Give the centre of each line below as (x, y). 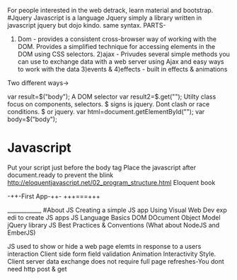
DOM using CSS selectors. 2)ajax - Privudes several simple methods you (123, 54)
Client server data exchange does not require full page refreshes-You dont (116, 261)
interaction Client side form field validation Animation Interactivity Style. (112, 254)
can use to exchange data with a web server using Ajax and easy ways (121, 62)
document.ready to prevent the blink (60, 175)
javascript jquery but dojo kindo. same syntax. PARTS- (87, 25)
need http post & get (37, 269)
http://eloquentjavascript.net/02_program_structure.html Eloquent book (111, 182)
